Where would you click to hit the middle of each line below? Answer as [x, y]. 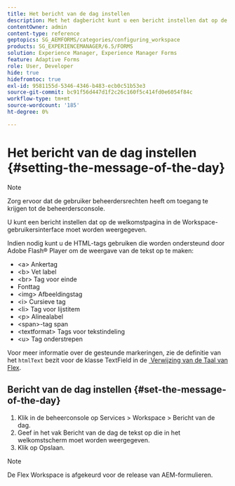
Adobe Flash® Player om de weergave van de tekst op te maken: [101, 250]
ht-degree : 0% [28, 112]
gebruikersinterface [36, 229]
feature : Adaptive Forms [43, 60]
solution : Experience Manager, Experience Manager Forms [92, 53]
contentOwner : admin [38, 27]
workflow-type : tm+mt [39, 99]
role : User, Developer [40, 66]
